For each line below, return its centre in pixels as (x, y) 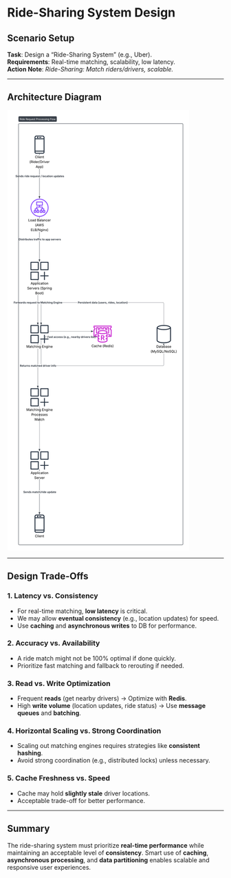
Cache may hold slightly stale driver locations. (83, 793)
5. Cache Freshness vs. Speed (59, 778)
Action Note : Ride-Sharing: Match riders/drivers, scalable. (90, 69)
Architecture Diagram (54, 97)
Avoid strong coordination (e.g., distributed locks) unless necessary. (114, 760)
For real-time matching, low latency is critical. (82, 611)
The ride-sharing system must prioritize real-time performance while (106, 845)
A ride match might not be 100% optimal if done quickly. (97, 658)
